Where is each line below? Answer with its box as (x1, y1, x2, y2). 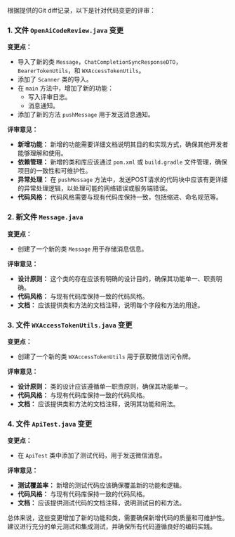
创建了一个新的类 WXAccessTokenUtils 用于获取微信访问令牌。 (17, 352, 195, 361)
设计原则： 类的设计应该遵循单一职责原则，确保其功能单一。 (17, 382, 192, 390)
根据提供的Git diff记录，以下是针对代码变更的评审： (7, 6, 156, 14)
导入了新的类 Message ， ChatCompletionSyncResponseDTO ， (17, 58, 182, 66)
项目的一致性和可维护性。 (17, 167, 92, 175)
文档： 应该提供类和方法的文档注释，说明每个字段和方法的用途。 (17, 301, 204, 309)
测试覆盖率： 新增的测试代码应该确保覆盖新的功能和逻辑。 (17, 481, 186, 490)
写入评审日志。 (27, 93, 72, 101)
